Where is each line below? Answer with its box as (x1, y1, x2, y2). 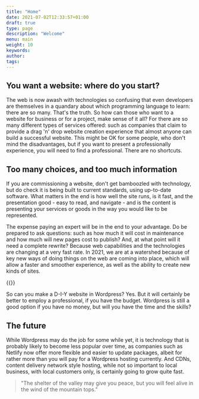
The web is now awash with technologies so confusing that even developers (6, 96, 193, 104)
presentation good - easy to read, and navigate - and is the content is (6, 199, 176, 206)
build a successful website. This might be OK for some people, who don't (6, 135, 186, 142)
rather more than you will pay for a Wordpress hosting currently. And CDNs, (6, 355, 191, 362)
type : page (6, 25, 33, 32)
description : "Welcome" (6, 31, 65, 37)
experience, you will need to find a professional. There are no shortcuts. (6, 147, 182, 154)
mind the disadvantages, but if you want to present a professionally (6, 141, 171, 148)
